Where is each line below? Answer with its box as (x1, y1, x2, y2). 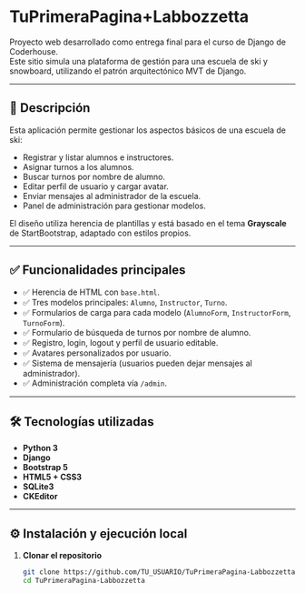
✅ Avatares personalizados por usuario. (22, 347, 172, 358)
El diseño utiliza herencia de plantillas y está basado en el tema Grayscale (9, 217, 288, 228)
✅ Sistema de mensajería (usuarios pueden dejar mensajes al (22, 357, 252, 368)
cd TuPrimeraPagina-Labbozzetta (22, 576, 145, 586)
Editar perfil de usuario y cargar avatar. (22, 180, 170, 192)
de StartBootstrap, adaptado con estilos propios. (9, 227, 192, 238)
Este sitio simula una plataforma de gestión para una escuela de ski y (9, 55, 268, 66)
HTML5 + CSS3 (22, 471, 83, 483)
